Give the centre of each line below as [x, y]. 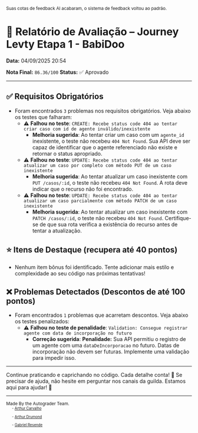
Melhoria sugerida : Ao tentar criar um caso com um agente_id [108, 135]
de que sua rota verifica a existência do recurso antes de [108, 224]
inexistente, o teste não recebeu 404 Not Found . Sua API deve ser [111, 141]
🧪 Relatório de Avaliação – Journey [93, 32]
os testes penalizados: [42, 322]
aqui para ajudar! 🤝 [29, 388]
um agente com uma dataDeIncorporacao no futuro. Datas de [106, 346]
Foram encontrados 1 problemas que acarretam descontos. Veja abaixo [101, 315]
